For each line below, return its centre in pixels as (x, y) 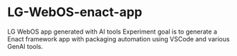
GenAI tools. (25, 46)
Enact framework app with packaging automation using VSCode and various (118, 38)
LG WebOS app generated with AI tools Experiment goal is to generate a (112, 31)
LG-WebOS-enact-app (75, 12)
